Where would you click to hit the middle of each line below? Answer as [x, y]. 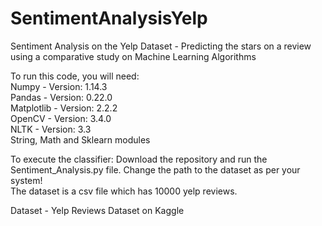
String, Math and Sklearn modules [80, 139]
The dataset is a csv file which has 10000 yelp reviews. [124, 191]
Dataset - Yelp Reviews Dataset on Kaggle [97, 210]
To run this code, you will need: [75, 76]
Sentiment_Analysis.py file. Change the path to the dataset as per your [155, 169]
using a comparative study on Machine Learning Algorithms [133, 56]
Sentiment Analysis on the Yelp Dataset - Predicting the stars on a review [161, 46]
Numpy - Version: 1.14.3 [59, 86]
